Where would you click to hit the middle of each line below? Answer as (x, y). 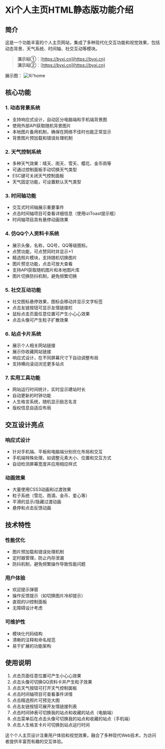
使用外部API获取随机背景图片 (41, 125)
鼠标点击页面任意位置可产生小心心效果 (51, 314)
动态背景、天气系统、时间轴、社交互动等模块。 (52, 49)
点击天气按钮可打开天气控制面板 (44, 688)
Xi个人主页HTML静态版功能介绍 (69, 10)
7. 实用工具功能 (23, 378)
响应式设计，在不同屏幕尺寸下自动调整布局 (55, 358)
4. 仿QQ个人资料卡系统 (32, 234)
